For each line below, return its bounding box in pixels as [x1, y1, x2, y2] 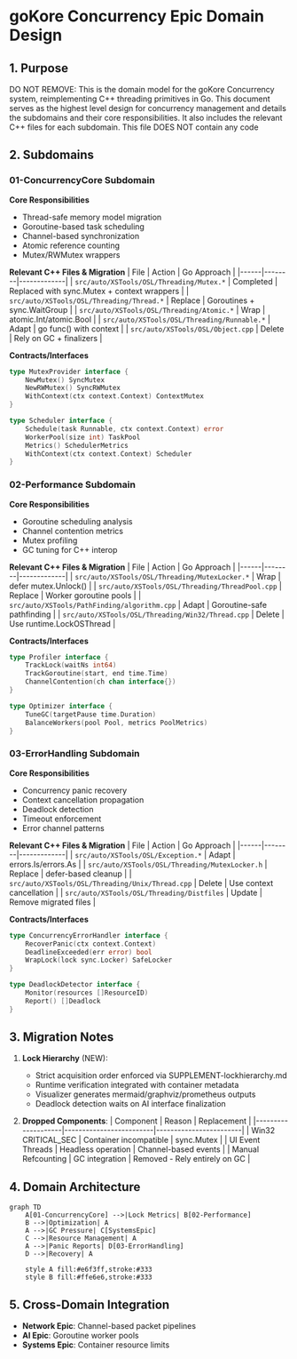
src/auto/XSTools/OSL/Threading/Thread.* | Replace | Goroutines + [9, 295, 255, 306]
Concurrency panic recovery [21, 785, 128, 795]
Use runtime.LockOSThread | [9, 618, 116, 628]
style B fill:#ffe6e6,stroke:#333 [25, 1273, 152, 1282]
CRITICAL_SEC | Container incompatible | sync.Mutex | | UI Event [21, 1135, 261, 1146]
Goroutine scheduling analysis [21, 516, 133, 526]
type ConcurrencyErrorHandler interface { [9, 931, 168, 939]
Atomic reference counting [21, 240, 121, 251]
